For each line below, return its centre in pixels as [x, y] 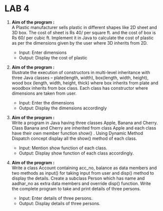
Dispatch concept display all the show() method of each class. [74, 138]
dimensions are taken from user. [44, 93]
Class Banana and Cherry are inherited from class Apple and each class [84, 128]
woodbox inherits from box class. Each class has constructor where [80, 88]
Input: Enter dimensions [43, 53]
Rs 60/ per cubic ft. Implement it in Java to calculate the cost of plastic [83, 38]
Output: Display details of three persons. [60, 203]
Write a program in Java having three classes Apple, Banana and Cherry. [85, 123]
